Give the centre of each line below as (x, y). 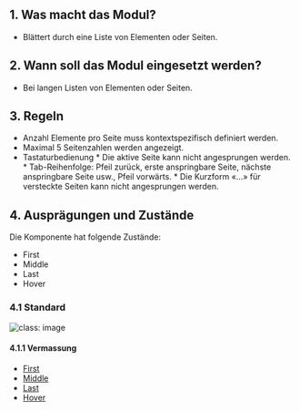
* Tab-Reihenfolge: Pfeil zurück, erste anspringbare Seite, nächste (147, 167)
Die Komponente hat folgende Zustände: (85, 237)
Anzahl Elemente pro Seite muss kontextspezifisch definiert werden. (150, 138)
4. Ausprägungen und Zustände (102, 215)
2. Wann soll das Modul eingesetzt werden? (135, 66)
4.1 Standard (38, 307)
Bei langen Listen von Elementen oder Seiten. (107, 87)
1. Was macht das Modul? (83, 15)
